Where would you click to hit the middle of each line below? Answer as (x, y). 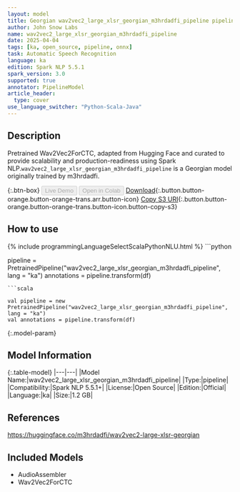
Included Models (45, 457)
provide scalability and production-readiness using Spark (92, 161)
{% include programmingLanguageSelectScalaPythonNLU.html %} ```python (120, 246)
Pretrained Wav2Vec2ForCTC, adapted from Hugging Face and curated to (116, 153)
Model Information (50, 355)
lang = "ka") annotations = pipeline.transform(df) (79, 275)
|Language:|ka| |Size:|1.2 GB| (50, 395)
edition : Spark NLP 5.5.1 (46, 67)
